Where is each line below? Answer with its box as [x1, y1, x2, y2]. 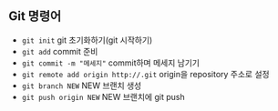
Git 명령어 [8, 8, 62, 25]
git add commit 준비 [21, 45, 98, 56]
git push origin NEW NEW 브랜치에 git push [21, 91, 185, 102]
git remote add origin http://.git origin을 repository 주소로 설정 [21, 68, 270, 79]
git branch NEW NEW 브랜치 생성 [21, 80, 142, 91]
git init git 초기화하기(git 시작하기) [21, 35, 153, 45]
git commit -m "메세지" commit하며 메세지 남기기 [21, 57, 200, 68]
